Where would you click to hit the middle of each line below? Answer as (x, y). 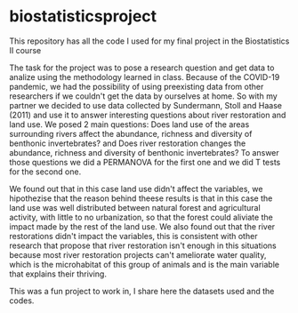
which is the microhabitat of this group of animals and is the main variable (145, 264)
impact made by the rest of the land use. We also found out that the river (142, 226)
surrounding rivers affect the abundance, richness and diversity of (131, 133)
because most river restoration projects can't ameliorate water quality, (138, 254)
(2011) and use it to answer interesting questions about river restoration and (148, 115)
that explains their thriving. (58, 274)
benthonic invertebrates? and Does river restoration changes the (128, 143)
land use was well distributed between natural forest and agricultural (135, 207)
